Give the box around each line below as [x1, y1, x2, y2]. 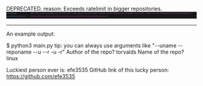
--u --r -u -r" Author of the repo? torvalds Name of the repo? [33, 48, 184, 55]
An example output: [6, 30, 56, 37]
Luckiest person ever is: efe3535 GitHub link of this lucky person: [6, 66, 169, 73]
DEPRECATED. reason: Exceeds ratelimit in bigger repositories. [6, 5, 163, 12]
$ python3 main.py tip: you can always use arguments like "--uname [6, 41, 177, 49]
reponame [6, 48, 32, 55]
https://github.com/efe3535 [6, 72, 76, 80]
